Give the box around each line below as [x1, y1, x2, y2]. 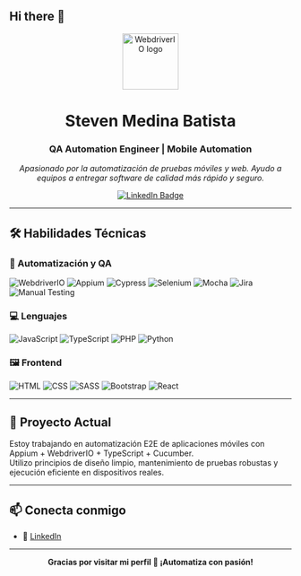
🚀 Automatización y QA [9, 257, 112, 269]
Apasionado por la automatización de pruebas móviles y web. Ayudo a [19, 163, 282, 174]
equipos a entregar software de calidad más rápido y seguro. [37, 172, 264, 184]
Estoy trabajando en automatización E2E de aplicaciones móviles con [9, 439, 265, 449]
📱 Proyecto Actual [9, 415, 112, 430]
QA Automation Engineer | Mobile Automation [48, 143, 253, 155]
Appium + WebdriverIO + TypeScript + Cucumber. [9, 448, 194, 458]
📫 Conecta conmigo [9, 502, 127, 518]
